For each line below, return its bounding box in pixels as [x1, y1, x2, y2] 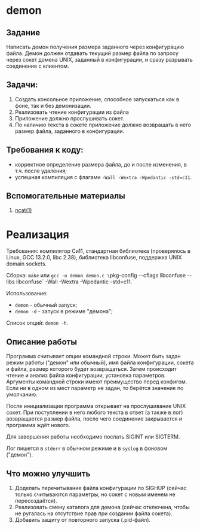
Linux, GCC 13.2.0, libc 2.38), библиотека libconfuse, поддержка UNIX [6, 254, 182, 261]
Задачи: [6, 80, 38, 90]
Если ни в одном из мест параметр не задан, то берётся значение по [6, 385, 184, 392]
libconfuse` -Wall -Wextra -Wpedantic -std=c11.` [16, 278, 134, 285]
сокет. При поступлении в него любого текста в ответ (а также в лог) [6, 409, 183, 416]
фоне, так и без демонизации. [14, 102, 91, 109]
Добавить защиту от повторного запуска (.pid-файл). [14, 516, 151, 523]
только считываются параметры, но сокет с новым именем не [14, 491, 176, 498]
